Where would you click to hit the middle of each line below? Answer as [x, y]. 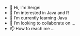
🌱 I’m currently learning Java [38, 18]
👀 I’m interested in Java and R [39, 13]
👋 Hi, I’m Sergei [25, 8]
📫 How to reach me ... [32, 28]
